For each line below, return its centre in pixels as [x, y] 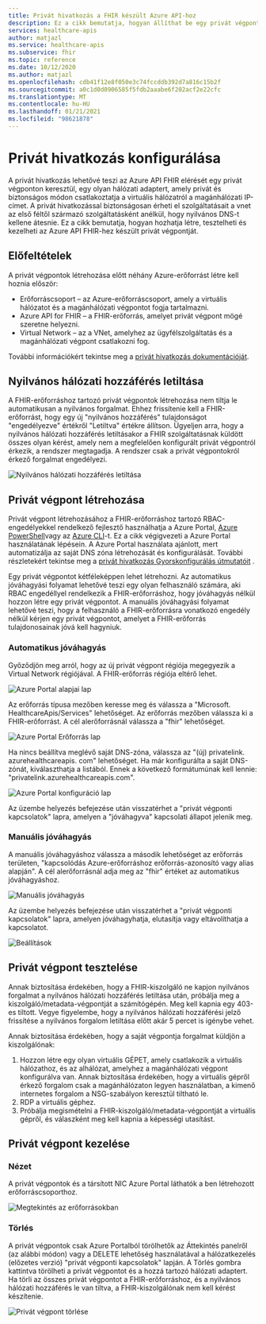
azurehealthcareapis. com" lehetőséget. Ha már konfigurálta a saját [118, 760]
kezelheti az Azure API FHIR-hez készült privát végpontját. [103, 230]
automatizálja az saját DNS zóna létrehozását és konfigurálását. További [125, 553]
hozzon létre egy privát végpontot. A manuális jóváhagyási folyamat [119, 602]
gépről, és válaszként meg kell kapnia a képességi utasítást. [117, 1119]
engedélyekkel [32, 527]
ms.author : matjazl [40, 75]
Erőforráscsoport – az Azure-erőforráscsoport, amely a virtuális [123, 299]
